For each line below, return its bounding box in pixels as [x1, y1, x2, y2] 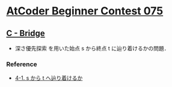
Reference [6, 60, 37, 68]
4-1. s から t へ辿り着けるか [14, 74, 83, 82]
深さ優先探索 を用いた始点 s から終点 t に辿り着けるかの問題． [14, 45, 170, 52]
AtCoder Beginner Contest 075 [6, 4, 164, 18]
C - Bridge [6, 28, 45, 38]
